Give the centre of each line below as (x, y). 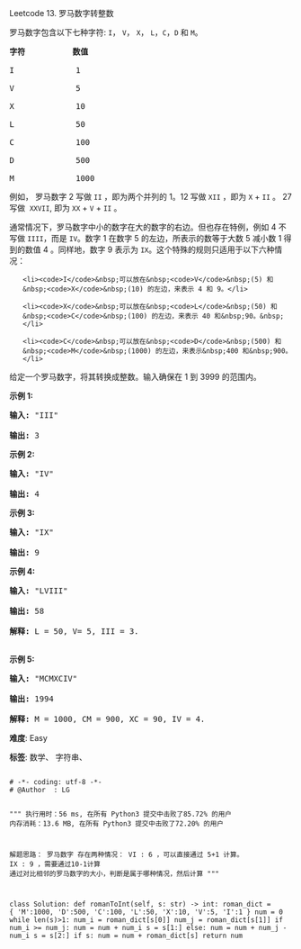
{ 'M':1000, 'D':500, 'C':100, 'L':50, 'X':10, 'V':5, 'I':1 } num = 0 (146, 912)
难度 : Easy (28, 738)
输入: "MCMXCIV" (44, 678)
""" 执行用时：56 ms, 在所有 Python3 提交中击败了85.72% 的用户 (120, 814)
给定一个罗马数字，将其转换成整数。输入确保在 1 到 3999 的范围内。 (136, 377)
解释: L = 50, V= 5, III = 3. (74, 632)
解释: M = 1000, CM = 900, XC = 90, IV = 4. (107, 719)
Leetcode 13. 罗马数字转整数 (62, 13)
